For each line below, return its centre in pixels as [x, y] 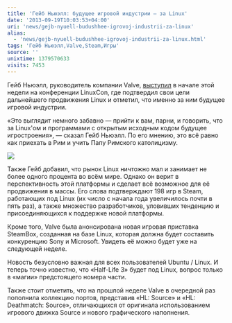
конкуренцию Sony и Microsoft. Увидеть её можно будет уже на [102, 241]
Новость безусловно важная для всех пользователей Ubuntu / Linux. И [113, 262]
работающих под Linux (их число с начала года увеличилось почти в [110, 198]
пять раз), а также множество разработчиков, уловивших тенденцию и [113, 206]
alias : [17, 33]
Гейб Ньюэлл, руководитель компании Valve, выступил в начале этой [111, 85]
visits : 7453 [26, 65]
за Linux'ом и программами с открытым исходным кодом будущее [107, 128]
